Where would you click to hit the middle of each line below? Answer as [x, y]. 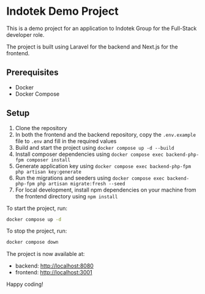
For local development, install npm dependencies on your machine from [106, 190]
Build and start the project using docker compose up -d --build [95, 147]
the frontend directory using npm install [66, 196]
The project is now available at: [46, 254]
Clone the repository [41, 128]
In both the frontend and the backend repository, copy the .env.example [106, 134]
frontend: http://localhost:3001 [54, 273]
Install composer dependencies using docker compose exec [89, 154]
